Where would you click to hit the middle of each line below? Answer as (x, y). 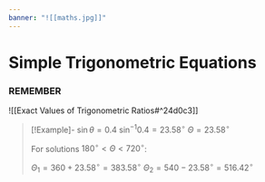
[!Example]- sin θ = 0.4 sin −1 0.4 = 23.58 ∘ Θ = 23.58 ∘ (130, 129)
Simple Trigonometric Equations (132, 62)
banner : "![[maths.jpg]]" (57, 18)
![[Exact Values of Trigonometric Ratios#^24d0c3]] (103, 110)
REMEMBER (35, 91)
